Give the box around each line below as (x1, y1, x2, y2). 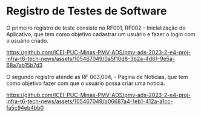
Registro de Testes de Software (6, 4, 167, 18)
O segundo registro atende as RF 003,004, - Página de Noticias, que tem (6, 73, 188, 80)
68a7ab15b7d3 (6, 62, 43, 69)
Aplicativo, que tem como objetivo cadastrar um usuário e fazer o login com (6, 30, 196, 37)
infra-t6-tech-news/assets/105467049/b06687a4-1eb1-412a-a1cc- (6, 98, 173, 105)
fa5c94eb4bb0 (6, 104, 44, 111)
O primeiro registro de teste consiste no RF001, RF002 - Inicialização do (6, 24, 186, 31)
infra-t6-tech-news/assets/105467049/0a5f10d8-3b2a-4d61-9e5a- (6, 55, 176, 62)
